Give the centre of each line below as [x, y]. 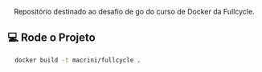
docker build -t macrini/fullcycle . [78, 60]
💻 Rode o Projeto [51, 38]
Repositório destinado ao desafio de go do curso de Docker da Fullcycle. [134, 12]
